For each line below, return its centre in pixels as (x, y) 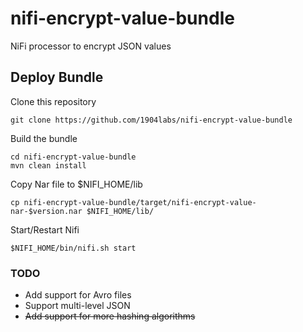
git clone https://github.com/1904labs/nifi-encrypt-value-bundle (151, 120)
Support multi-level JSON (77, 306)
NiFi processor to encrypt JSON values (91, 46)
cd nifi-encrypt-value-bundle (73, 157)
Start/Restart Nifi (45, 229)
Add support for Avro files (78, 295)
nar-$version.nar (46, 211)
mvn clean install (48, 165)
